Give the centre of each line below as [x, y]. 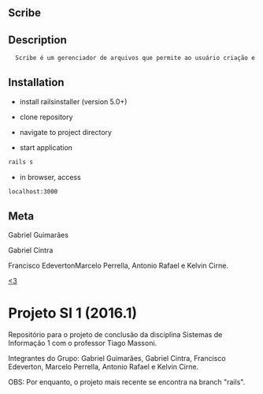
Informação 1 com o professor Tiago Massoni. [83, 343]
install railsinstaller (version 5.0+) [73, 101]
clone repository [46, 117]
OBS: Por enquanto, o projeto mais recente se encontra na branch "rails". [127, 382]
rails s [21, 162]
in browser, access [50, 177]
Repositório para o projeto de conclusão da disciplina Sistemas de [115, 335]
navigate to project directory [66, 132]
